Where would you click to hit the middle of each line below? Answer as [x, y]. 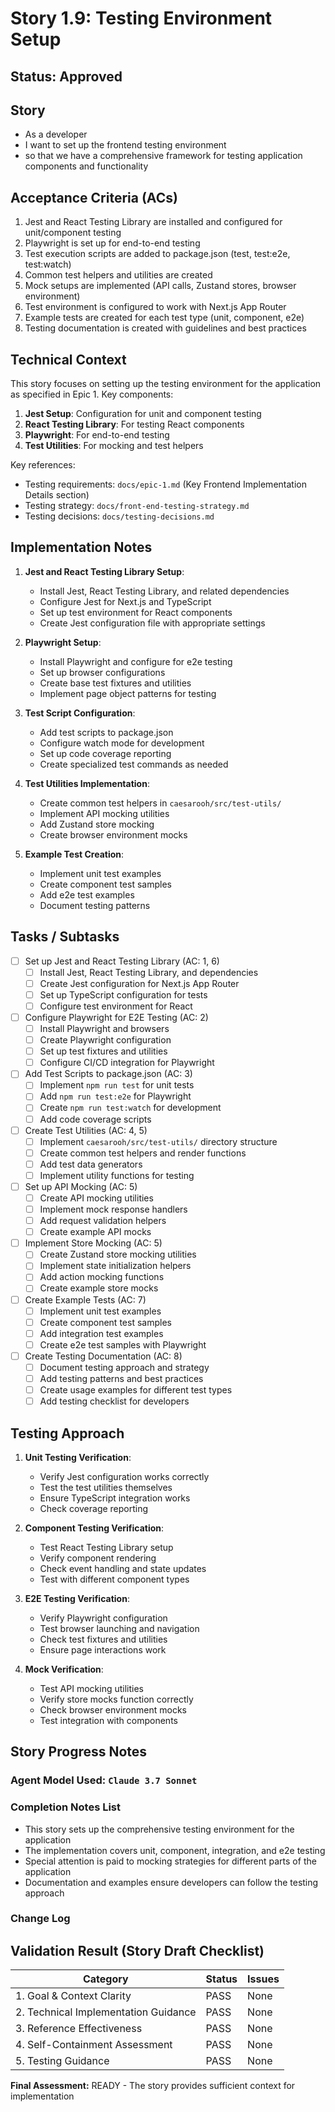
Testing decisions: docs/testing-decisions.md [119, 516]
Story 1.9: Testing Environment [141, 18]
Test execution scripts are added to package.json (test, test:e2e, [157, 254]
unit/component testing [73, 233]
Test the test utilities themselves [106, 1487]
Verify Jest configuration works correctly [124, 1476]
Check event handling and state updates [123, 1568]
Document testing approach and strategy [124, 1367]
